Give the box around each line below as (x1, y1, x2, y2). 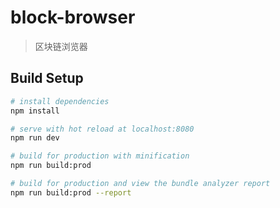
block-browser (10, 6, 136, 29)
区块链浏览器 (34, 40, 88, 52)
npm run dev (10, 133, 60, 143)
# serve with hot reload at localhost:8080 (10, 124, 195, 134)
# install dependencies (10, 96, 110, 106)
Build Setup (10, 70, 84, 87)
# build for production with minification (10, 151, 190, 161)
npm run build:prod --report (10, 187, 132, 198)
